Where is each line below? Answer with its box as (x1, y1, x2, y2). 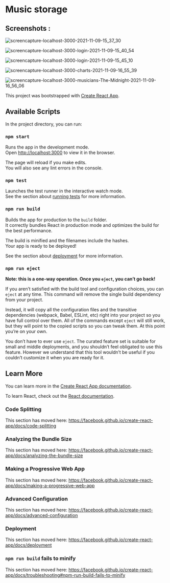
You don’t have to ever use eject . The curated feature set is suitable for (5, 338, 156, 344)
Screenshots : (5, 24, 51, 33)
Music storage (5, 4, 68, 15)
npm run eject (5, 265, 40, 271)
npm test (5, 178, 27, 184)
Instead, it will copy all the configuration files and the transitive (5, 307, 137, 313)
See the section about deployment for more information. (5, 252, 124, 259)
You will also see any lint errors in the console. (5, 165, 103, 171)
